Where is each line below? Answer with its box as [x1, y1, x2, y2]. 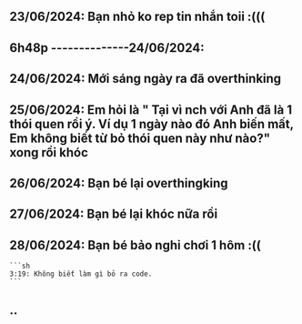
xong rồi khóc [9, 145, 89, 160]
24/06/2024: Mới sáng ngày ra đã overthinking [9, 71, 282, 86]
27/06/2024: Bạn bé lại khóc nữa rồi [9, 207, 218, 222]
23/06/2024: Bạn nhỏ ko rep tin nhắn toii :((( [9, 9, 266, 25]
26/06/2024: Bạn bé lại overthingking [9, 175, 229, 191]
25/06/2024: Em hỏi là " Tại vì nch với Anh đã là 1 [9, 102, 293, 117]
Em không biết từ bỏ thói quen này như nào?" [9, 130, 271, 146]
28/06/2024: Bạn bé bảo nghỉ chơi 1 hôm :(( [9, 238, 261, 253]
